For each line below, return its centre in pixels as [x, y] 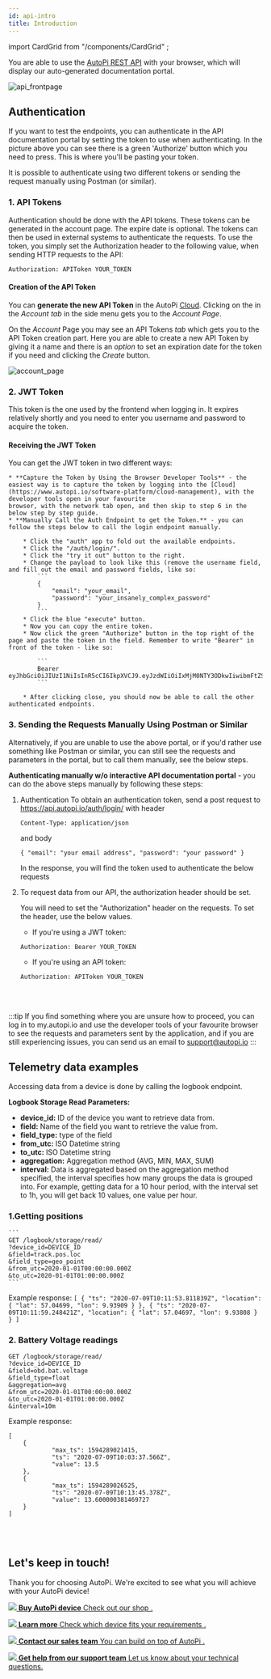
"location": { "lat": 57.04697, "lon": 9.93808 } [173, 1312]
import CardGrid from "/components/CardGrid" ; [89, 46]
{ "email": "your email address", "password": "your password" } [132, 853]
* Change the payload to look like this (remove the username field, [142, 563]
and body [36, 837]
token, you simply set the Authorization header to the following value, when [134, 246]
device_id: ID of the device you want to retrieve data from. [117, 1118]
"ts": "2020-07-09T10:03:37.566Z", [111, 1457]
